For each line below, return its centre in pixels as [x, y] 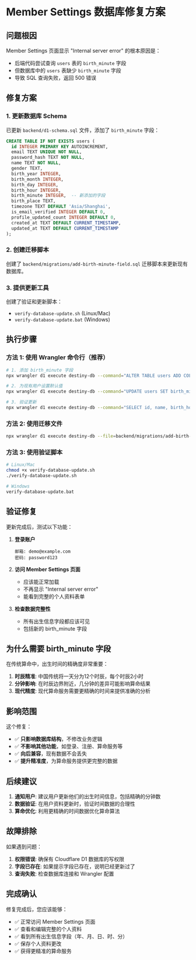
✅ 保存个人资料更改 [38, 944]
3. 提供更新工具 [28, 288]
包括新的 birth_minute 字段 [55, 628]
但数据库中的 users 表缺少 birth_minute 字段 [68, 70]
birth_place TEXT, [34, 201]
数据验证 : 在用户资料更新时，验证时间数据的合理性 [75, 804]
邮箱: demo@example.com [43, 552]
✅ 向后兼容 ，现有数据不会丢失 [51, 754]
